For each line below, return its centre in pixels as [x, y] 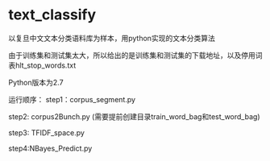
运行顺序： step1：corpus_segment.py [72, 99]
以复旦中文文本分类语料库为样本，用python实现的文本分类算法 [112, 38]
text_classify [52, 15]
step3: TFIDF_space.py [46, 132]
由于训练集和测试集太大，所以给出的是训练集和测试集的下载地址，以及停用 [132, 55]
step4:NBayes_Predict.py [50, 148]
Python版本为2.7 [36, 82]
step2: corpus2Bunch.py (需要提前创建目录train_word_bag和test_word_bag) [134, 116]
